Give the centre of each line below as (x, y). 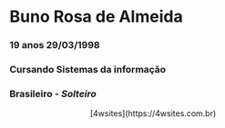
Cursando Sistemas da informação (88, 70)
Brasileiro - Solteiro (53, 94)
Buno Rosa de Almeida (97, 17)
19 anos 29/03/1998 (55, 45)
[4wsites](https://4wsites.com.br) (153, 113)
